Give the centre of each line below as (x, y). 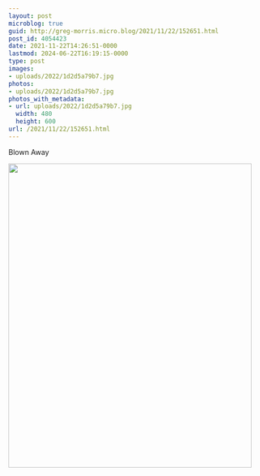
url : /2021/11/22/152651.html (60, 129)
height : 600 (36, 122)
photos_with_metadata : (47, 99)
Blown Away (29, 152)
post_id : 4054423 (38, 39)
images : (21, 69)
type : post (27, 62)
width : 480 (34, 114)
